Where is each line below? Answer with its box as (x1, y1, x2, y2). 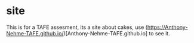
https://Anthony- (147, 24, 188, 31)
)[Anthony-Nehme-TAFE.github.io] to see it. (63, 29, 170, 37)
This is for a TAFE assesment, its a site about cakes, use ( (6, 24, 148, 31)
